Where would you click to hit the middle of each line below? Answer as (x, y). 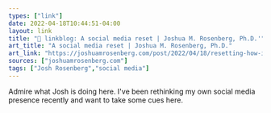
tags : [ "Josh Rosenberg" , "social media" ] (79, 69)
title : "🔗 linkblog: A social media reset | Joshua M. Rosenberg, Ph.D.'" (137, 38)
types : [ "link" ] (35, 16)
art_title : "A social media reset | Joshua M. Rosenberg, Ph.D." (120, 46)
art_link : (25, 53)
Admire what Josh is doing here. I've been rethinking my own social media (132, 91)
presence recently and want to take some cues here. (96, 100)
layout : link (30, 31)
